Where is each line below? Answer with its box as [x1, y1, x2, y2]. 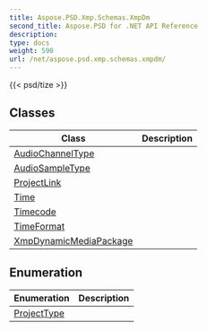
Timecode [13, 205, 56, 218]
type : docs [9, 38, 50, 48]
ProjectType [13, 307, 65, 319]
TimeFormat [13, 220, 65, 232]
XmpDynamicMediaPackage [13, 234, 134, 247]
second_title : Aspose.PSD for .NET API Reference [9, 22, 199, 30]
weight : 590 [9, 47, 54, 56]
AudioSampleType [13, 161, 91, 174]
